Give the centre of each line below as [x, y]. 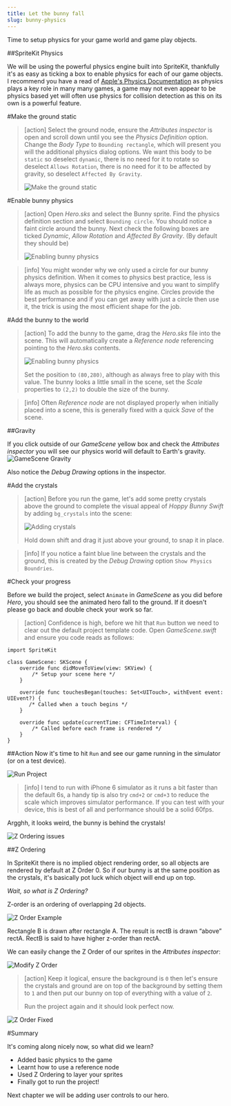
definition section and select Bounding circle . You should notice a [118, 221]
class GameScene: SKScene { [48, 662]
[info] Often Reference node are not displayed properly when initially [121, 402]
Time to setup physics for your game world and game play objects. [102, 39]
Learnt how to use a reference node [68, 1067]
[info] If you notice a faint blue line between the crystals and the [115, 553]
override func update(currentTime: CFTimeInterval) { [98, 722]
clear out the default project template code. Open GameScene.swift [120, 630]
